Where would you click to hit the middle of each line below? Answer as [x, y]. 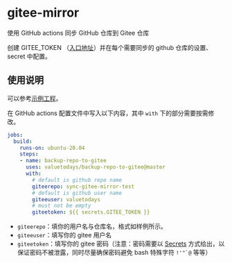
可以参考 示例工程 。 [35, 98]
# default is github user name [77, 193]
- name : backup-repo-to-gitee [63, 161]
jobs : [15, 135]
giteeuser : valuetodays [66, 199]
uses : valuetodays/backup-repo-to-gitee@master [96, 167]
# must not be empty [62, 206]
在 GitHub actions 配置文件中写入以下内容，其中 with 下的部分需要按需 [108, 113]
